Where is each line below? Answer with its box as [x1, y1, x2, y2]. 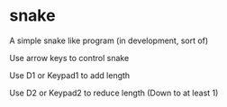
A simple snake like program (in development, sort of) [9, 35, 209, 46]
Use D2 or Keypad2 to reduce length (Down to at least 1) [9, 87, 219, 98]
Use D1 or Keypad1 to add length [9, 69, 131, 81]
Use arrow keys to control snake [9, 52, 130, 63]
